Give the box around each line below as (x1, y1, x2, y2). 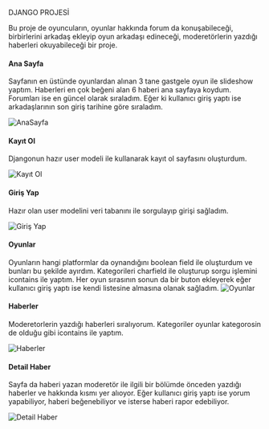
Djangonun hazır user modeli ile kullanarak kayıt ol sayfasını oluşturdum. (8, 153, 247, 164)
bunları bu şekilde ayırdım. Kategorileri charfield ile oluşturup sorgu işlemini (8, 266, 258, 276)
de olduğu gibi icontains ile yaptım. (8, 328, 124, 337)
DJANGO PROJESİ (8, 8, 70, 17)
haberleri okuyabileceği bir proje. (8, 40, 118, 50)
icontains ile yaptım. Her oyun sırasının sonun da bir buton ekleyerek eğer (8, 274, 251, 284)
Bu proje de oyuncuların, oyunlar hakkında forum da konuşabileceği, (8, 23, 234, 32)
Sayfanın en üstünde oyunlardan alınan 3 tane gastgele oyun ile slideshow (8, 76, 254, 86)
